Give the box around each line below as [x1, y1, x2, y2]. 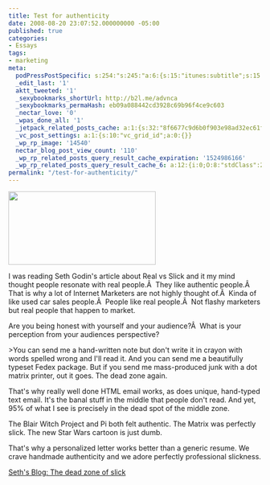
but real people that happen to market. [8, 306, 136, 314]
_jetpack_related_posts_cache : [15, 124, 121, 132]
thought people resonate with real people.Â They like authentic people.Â [8, 280, 251, 290]
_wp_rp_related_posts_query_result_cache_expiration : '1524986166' [15, 154, 247, 162]
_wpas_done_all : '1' [15, 117, 84, 125]
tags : [8, 49, 27, 57]
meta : [8, 64, 27, 72]
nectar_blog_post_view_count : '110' [15, 146, 138, 154]
